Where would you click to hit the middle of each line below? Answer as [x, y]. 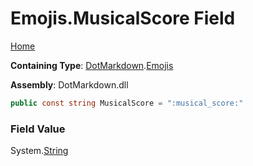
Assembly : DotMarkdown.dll [69, 84]
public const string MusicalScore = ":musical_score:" [127, 103]
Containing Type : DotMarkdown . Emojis [92, 65]
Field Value [38, 129]
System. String [39, 151]
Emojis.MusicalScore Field [123, 18]
